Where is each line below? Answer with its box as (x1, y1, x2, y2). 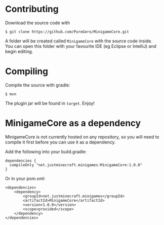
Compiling (5, 66, 48, 77)
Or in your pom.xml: (5, 175, 45, 181)
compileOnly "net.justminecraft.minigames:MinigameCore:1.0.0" (9, 162, 142, 167)
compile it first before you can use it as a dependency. (5, 139, 116, 145)
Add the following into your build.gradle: (5, 149, 87, 154)
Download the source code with (5, 20, 70, 26)
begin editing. (5, 48, 33, 54)
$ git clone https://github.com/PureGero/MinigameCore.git (5, 29, 129, 34)
